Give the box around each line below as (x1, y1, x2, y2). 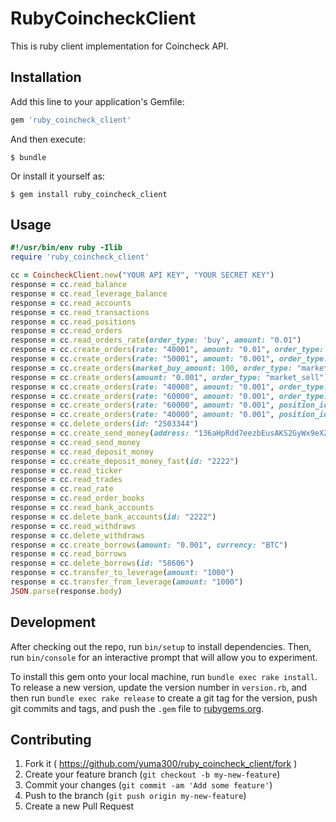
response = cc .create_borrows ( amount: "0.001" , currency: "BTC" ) (10, 540, 288, 550)
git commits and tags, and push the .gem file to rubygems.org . (10, 702, 265, 714)
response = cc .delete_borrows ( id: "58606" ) (10, 558, 195, 569)
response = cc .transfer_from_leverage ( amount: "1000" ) (10, 577, 244, 587)
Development (10, 614, 97, 631)
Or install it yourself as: (10, 170, 105, 182)
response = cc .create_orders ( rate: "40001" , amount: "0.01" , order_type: (10, 345, 325, 355)
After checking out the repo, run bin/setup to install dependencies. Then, (10, 640, 312, 652)
